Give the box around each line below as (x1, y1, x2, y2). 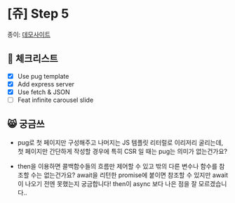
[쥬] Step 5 (7, 6, 69, 22)
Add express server (17, 79, 75, 88)
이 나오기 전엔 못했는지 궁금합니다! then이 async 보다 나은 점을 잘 (17, 179, 198, 188)
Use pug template (17, 72, 69, 80)
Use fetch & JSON (17, 88, 70, 96)
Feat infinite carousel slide (17, 96, 94, 104)
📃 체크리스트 (7, 53, 58, 65)
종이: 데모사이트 (7, 30, 51, 39)
